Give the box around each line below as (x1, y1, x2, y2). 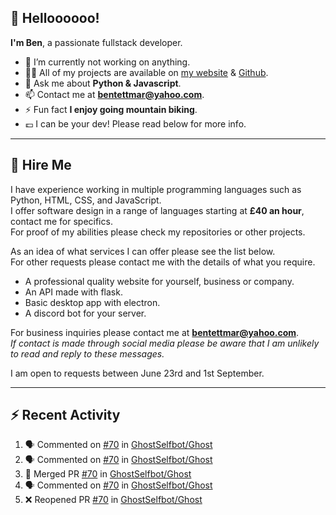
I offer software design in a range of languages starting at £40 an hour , (10, 204, 305, 216)
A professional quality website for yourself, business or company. (24, 275, 295, 287)
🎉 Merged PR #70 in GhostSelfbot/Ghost (24, 468, 192, 480)
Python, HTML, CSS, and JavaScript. (10, 194, 162, 206)
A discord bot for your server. (24, 307, 147, 319)
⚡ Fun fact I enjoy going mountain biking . (24, 103, 198, 115)
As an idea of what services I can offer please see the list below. (10, 245, 276, 257)
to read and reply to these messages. (10, 347, 165, 360)
